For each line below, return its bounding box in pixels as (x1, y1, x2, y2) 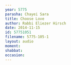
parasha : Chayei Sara (5, 12, 49, 17)
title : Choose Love (5, 16, 45, 21)
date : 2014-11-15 (5, 25, 40, 30)
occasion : (5, 52, 25, 58)
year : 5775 (5, 7, 27, 12)
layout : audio (5, 39, 34, 44)
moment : (5, 43, 21, 48)
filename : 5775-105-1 (5, 35, 49, 40)
